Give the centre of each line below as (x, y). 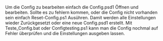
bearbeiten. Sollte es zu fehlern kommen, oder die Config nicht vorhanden (81, 12)
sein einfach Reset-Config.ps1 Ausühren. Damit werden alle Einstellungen (81, 18)
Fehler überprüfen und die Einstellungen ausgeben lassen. (65, 33)
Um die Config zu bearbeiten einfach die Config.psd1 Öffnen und (72, 7)
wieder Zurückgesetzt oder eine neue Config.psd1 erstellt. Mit (69, 23)
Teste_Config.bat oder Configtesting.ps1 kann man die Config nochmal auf (82, 28)
